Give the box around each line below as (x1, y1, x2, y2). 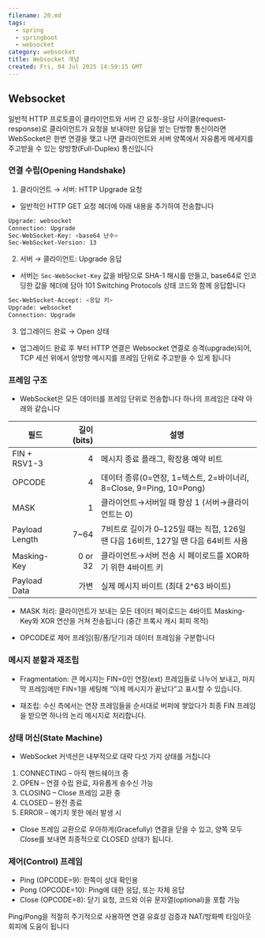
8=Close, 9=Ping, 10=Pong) (101, 482, 206, 493)
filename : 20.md (8, 11, 62, 20)
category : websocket (8, 48, 77, 56)
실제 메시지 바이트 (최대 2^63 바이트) (101, 581, 232, 592)
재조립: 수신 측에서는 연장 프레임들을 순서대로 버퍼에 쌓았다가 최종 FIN (19, 701, 235, 710)
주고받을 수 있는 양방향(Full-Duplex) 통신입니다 (8, 143, 154, 153)
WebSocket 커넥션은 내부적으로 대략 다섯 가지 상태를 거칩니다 (19, 751, 211, 761)
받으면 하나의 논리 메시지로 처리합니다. (28, 710, 147, 720)
